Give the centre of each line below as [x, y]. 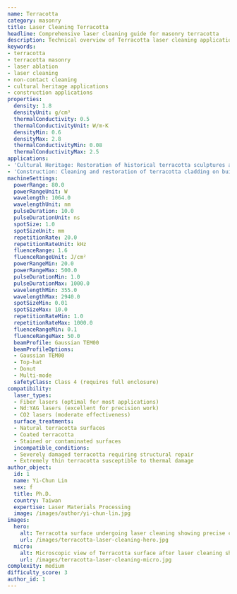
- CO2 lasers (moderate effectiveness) [72, 415]
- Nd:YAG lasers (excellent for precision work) [86, 408]
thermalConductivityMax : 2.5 [56, 152]
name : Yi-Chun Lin [41, 481]
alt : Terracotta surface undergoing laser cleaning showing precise [123, 533]
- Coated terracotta [44, 435]
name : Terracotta [33, 14]
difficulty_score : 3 [38, 573]
